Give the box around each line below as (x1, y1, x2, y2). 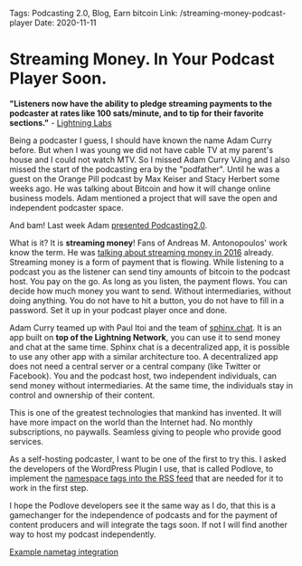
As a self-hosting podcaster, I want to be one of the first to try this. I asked (9, 453, 287, 465)
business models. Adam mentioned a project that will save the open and (9, 192, 278, 203)
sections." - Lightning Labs (9, 117, 112, 128)
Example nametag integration (9, 546, 119, 557)
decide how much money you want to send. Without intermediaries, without (9, 285, 291, 296)
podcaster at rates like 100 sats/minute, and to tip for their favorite (9, 108, 264, 119)
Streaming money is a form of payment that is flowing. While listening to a (9, 256, 285, 267)
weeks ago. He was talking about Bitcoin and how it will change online (9, 183, 271, 194)
